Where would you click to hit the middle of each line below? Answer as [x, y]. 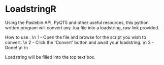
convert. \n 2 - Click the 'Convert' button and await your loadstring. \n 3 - [80, 42]
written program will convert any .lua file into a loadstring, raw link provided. [82, 27]
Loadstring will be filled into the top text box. [50, 57]
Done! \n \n [16, 47]
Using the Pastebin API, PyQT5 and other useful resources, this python [77, 22]
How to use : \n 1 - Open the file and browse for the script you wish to [76, 37]
